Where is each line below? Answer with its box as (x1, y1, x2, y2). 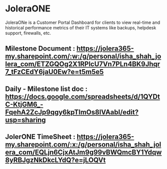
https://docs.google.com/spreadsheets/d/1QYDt (5, 92, 161, 101)
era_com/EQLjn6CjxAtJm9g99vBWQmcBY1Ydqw (5, 148, 162, 157)
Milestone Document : (5, 44, 76, 53)
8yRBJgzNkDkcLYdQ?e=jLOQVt (5, 156, 106, 165)
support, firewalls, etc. (5, 30, 51, 36)
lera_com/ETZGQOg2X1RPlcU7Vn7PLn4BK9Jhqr (5, 60, 161, 69)
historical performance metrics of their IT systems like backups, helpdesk (5, 24, 157, 30)
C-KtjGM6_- (5, 100, 43, 108)
